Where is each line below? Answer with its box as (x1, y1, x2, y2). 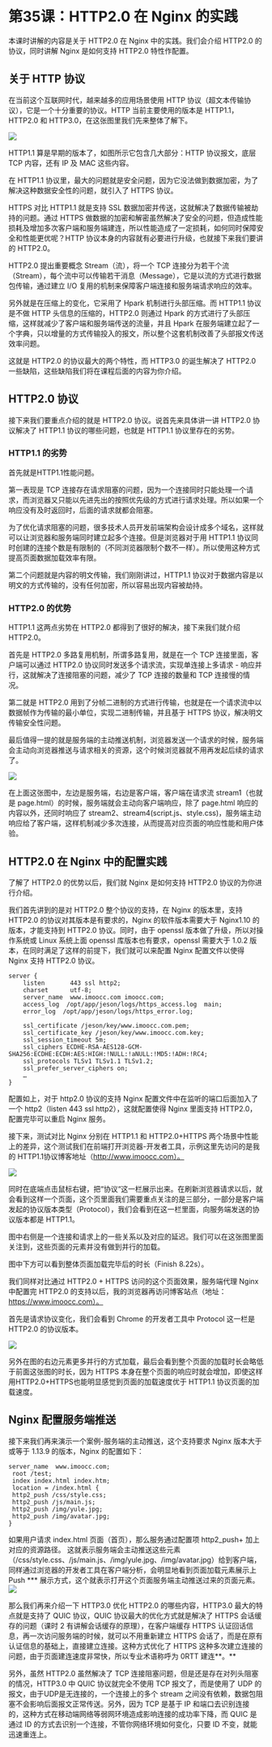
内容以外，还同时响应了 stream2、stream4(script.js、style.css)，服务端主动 (8, 809, 261, 818)
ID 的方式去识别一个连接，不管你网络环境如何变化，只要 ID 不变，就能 (23, 1719, 257, 1729)
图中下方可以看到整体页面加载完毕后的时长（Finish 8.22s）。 (8, 1259, 209, 1269)
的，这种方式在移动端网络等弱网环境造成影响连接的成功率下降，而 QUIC (8, 1709, 249, 1719)
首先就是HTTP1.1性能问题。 (8, 468, 99, 477)
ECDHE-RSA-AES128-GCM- (66, 1042, 143, 1051)
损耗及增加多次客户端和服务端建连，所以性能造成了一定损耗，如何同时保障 (8, 222, 257, 232)
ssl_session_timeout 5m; (23, 1036, 107, 1044)
